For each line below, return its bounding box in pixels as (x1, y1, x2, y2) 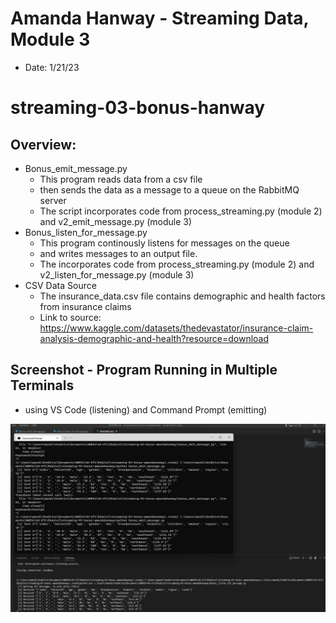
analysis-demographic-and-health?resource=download (39, 332, 270, 344)
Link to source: (39, 311, 102, 323)
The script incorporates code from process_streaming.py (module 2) (39, 205, 323, 217)
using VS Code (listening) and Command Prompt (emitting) (24, 403, 268, 416)
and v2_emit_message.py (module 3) (39, 215, 193, 227)
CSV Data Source (24, 279, 97, 291)
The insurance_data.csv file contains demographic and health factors (39, 290, 326, 302)
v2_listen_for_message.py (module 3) (39, 268, 195, 281)
